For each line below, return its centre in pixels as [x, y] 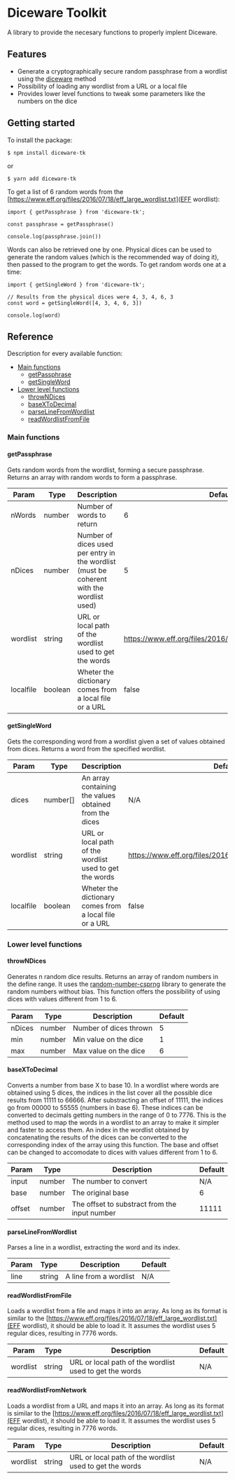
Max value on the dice [109, 1050]
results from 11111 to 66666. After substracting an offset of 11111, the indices [115, 1100]
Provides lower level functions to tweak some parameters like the [111, 93]
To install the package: [40, 140]
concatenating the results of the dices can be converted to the [97, 1137]
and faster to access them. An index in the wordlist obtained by [98, 1130]
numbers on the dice [47, 101]
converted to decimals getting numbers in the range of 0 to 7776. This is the [117, 1115]
